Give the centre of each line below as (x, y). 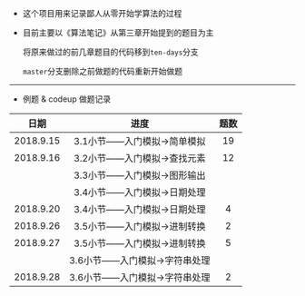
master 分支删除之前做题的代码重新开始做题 (103, 71)
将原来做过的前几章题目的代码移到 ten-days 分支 (111, 52)
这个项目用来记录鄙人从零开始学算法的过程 (102, 13)
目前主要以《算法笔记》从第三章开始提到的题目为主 (118, 33)
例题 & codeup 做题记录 (67, 99)
